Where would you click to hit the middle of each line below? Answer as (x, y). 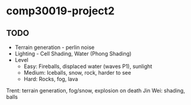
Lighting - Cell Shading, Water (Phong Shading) (73, 54)
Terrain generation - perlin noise (55, 47)
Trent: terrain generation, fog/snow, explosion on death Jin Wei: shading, (95, 90)
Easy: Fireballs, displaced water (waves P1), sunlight (88, 66)
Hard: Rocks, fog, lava (51, 79)
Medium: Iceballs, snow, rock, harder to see (77, 72)
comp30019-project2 (61, 11)
